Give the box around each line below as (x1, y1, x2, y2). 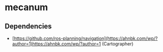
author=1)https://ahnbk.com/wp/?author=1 (12, 41, 101, 47)
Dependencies (5, 22, 52, 31)
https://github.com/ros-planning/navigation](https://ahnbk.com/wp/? (14, 35, 158, 41)
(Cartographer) (102, 41, 134, 47)
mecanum (5, 2, 48, 13)
